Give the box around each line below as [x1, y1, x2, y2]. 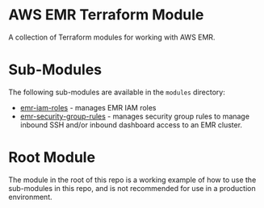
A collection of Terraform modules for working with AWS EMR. [8, 32, 216, 42]
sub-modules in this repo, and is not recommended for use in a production [8, 183, 256, 193]
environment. [8, 192, 52, 202]
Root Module [8, 148, 95, 167]
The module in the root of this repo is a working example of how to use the [8, 175, 257, 185]
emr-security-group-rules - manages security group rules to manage [19, 111, 250, 121]
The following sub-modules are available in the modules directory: [8, 87, 226, 97]
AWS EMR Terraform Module [8, 6, 204, 24]
